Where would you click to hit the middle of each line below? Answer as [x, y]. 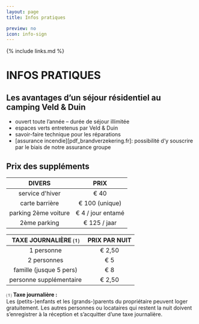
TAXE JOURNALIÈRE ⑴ [45, 240]
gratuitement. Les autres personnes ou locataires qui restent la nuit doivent [99, 308]
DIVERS [40, 183]
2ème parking [40, 223]
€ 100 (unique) [100, 203]
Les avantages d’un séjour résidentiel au [84, 97]
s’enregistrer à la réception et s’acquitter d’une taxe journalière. [84, 314]
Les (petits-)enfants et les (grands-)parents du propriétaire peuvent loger [97, 302]
